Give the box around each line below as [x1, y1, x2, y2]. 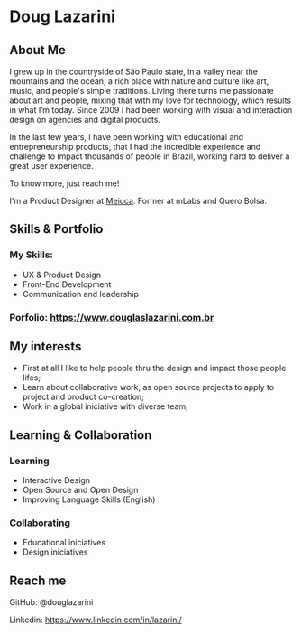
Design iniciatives [22, 546, 88, 557]
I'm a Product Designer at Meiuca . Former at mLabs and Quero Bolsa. [9, 196, 268, 206]
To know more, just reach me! [9, 178, 120, 189]
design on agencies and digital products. [9, 115, 160, 125]
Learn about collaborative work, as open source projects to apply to [22, 382, 275, 393]
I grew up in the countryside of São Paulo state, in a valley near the [9, 66, 259, 77]
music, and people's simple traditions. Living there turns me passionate [9, 86, 274, 96]
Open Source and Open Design [22, 485, 139, 496]
